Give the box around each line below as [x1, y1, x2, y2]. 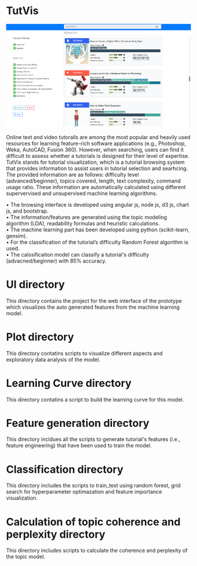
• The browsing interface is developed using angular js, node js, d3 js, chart [6, 201, 189, 208]
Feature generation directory [6, 416, 150, 430]
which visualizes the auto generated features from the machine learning [6, 304, 180, 311]
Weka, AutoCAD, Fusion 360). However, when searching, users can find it [6, 146, 184, 153]
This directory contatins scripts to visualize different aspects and [6, 349, 163, 356]
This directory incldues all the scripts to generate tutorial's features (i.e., [6, 436, 181, 443]
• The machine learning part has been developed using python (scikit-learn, [6, 226, 190, 233]
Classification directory [6, 463, 124, 476]
